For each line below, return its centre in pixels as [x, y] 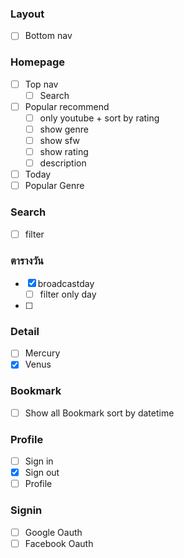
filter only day [68, 294]
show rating [64, 152]
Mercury [42, 353]
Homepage [37, 62]
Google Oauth [53, 532]
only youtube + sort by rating [99, 118]
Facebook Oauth [59, 543]
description [63, 163]
